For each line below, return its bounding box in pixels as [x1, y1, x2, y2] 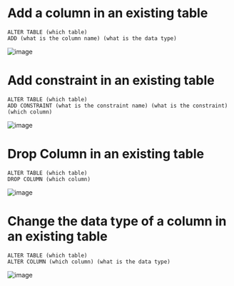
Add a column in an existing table [7, 5, 208, 21]
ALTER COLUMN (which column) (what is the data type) [7, 258, 171, 265]
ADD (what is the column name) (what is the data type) [7, 34, 177, 42]
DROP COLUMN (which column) [7, 175, 91, 183]
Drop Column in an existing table [7, 146, 205, 162]
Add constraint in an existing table [7, 73, 215, 88]
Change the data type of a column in [7, 213, 227, 229]
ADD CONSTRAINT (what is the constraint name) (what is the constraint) [7, 102, 228, 109]
